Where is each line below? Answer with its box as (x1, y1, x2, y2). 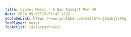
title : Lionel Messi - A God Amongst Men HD (5, 7, 96, 12)
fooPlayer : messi (5, 20, 40, 25)
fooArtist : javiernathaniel (5, 25, 62, 30)
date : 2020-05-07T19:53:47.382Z (5, 12, 70, 16)
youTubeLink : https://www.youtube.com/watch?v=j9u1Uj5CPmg (5, 16, 127, 21)
